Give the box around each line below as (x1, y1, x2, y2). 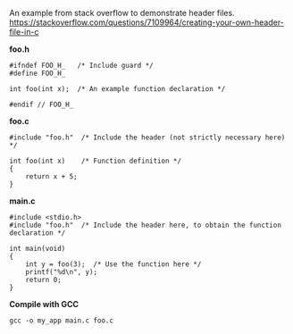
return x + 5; (25, 172, 78, 181)
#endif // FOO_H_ (9, 100, 74, 109)
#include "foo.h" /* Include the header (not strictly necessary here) (9, 133, 286, 142)
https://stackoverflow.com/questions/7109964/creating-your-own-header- (9, 17, 284, 28)
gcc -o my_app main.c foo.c (9, 316, 114, 325)
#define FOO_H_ (9, 69, 66, 78)
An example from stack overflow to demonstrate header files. (9, 8, 235, 18)
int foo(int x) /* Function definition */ (9, 156, 181, 165)
